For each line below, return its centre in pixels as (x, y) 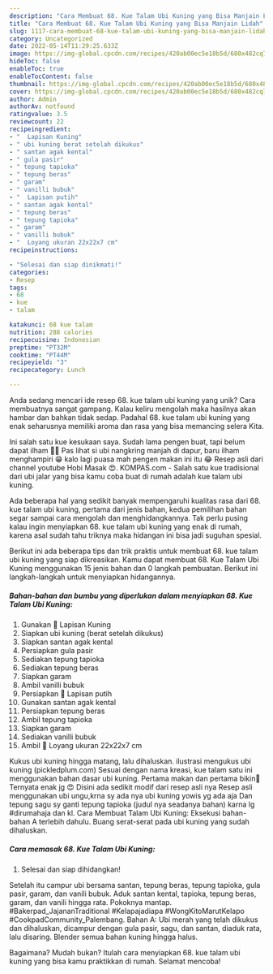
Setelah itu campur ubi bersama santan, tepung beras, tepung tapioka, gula (135, 885)
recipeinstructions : (44, 250)
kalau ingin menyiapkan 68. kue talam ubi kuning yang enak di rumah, (126, 526)
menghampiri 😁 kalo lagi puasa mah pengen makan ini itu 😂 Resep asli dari (136, 459)
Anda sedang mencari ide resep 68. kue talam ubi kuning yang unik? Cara (132, 400)
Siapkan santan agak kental (67, 642)
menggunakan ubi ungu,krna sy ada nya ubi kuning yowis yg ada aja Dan (131, 795)
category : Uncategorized (51, 39)
